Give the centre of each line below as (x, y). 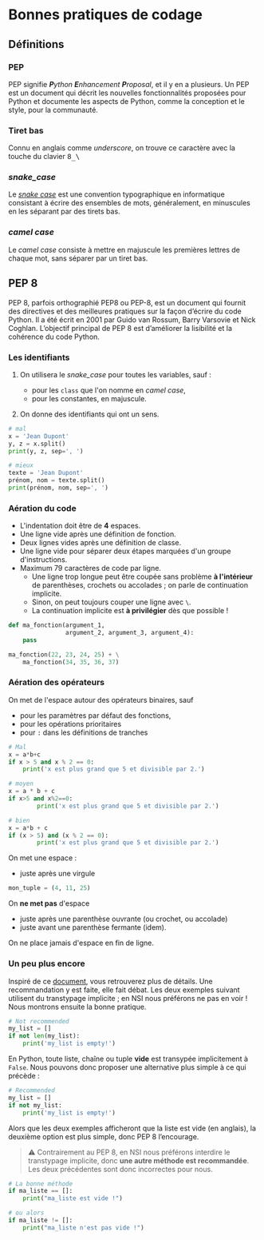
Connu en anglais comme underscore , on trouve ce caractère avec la (122, 148)
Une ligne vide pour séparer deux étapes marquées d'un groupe (125, 551)
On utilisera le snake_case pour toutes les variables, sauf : (115, 374)
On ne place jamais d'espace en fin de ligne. (81, 943)
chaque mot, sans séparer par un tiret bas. (78, 258)
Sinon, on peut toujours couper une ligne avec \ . (111, 602)
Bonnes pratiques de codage (106, 15)
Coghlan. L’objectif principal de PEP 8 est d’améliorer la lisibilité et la (120, 328)
